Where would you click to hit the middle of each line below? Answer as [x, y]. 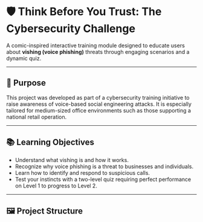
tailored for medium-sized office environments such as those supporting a [99, 110]
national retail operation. [37, 117]
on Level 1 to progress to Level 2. [56, 186]
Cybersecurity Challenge [71, 29]
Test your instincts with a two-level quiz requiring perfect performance [103, 179]
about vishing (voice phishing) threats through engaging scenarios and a [98, 51]
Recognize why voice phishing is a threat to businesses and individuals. [104, 166]
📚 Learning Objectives [50, 142]
